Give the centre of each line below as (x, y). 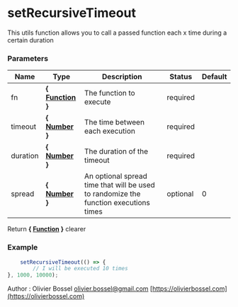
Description (122, 77)
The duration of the (116, 151)
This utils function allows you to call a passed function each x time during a (117, 33)
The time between (114, 122)
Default (214, 77)
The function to (110, 93)
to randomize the (112, 194)
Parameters (28, 58)
